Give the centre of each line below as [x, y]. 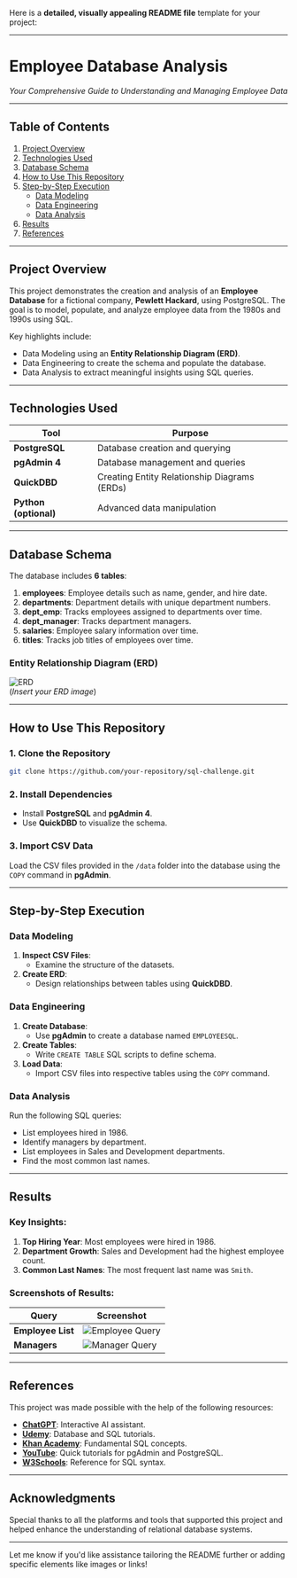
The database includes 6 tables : [68, 576]
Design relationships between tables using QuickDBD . [133, 984]
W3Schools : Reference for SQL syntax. [94, 1462]
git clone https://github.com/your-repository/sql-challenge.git [132, 772]
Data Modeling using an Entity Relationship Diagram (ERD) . [131, 353]
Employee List [44, 1331]
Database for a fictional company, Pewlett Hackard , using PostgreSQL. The [147, 300]
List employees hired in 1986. [75, 1132]
